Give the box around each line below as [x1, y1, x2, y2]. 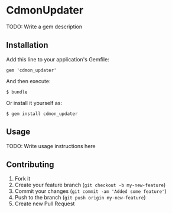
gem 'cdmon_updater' [6, 67, 57, 73]
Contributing [6, 159, 54, 169]
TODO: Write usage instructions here [6, 142, 96, 149]
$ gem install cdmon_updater [6, 110, 78, 117]
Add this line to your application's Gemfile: [6, 55, 109, 63]
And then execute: [6, 77, 51, 84]
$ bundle [6, 89, 28, 95]
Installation [6, 40, 48, 50]
